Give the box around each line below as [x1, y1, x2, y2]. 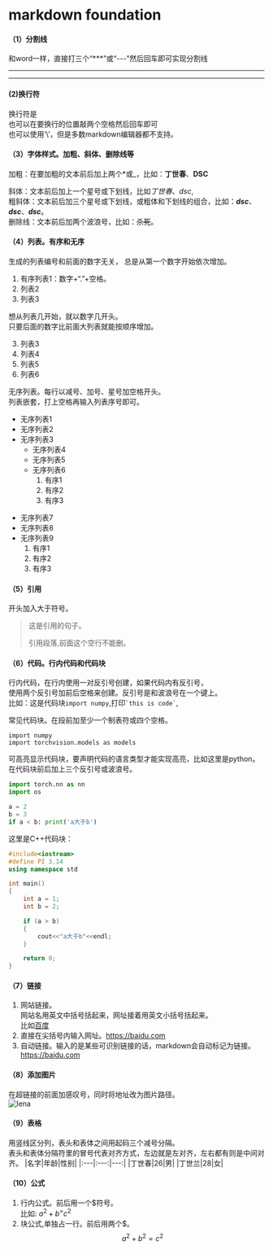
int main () [8, 880, 45, 888]
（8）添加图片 [8, 1069, 57, 1079]
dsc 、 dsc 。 [8, 206, 49, 216]
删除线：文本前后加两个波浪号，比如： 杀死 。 [8, 216, 158, 226]
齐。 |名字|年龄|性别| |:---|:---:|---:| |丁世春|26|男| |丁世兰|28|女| [8, 1158, 223, 1168]
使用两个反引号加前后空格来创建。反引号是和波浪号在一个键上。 [8, 688, 222, 697]
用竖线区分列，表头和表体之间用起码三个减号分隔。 [8, 1138, 180, 1147]
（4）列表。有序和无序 [8, 237, 85, 247]
